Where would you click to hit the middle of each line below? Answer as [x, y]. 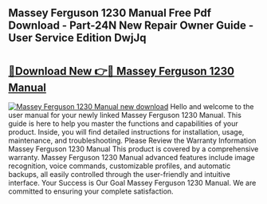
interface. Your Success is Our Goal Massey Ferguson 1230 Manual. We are [132, 183]
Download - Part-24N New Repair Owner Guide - [131, 26]
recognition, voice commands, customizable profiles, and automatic [120, 166]
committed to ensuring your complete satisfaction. [91, 191]
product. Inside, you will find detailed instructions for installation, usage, [126, 132]
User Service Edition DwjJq [77, 38]
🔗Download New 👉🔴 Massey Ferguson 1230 [122, 71]
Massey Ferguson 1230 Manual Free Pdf [110, 13]
